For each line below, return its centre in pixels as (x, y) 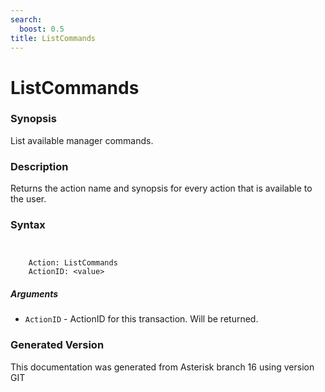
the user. (28, 199)
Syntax (28, 225)
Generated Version (57, 345)
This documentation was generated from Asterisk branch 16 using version (162, 367)
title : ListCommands (53, 38)
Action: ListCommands (73, 263)
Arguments (34, 294)
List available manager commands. (82, 140)
